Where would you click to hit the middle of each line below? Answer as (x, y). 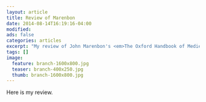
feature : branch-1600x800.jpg (50, 63)
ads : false (20, 35)
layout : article (27, 12)
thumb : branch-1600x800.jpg (48, 75)
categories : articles (34, 41)
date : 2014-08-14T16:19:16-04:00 (49, 23)
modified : (19, 29)
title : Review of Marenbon (41, 18)
